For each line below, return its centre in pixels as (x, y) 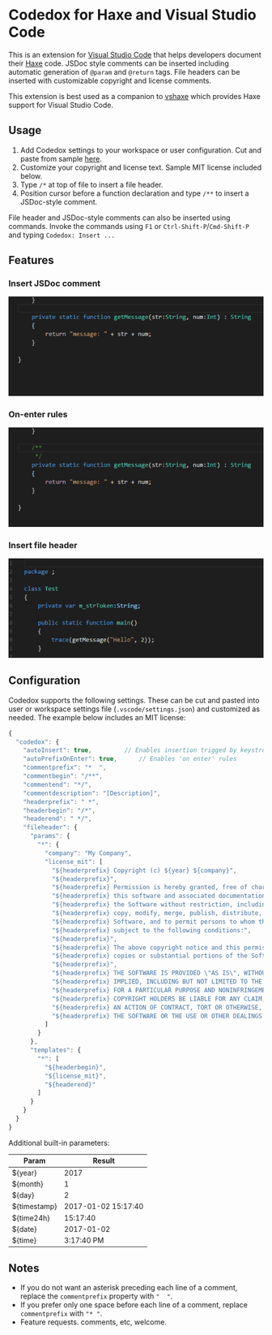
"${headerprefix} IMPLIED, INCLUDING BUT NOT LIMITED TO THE (157, 982)
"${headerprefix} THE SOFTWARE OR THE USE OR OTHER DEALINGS (157, 1016)
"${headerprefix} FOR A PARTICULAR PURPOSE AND (134, 990)
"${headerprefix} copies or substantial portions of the (150, 956)
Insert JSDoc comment (55, 283)
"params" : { (50, 836)
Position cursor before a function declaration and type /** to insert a (134, 193)
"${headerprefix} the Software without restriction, (142, 905)
